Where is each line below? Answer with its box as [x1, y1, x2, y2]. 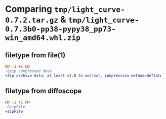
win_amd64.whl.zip [5, 33, 81, 42]
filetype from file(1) [5, 51, 66, 59]
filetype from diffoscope [5, 87, 82, 95]
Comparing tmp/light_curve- [5, 3, 125, 15]
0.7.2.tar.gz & [5, 14, 67, 25]
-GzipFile [5, 105, 26, 110]
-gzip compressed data [5, 68, 52, 74]
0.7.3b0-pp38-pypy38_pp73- [5, 25, 116, 34]
